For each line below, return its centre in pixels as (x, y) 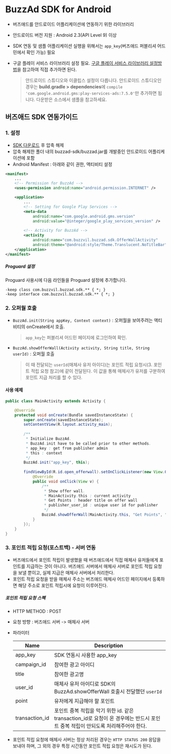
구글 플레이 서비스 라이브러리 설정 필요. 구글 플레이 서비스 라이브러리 (80, 63)
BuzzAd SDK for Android (58, 9)
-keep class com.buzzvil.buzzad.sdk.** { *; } (55, 290)
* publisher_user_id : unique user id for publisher (101, 505)
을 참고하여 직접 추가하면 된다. (47, 69)
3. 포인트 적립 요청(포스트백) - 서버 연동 (51, 548)
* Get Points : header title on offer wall (91, 501)
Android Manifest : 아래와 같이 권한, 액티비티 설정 (62, 164)
